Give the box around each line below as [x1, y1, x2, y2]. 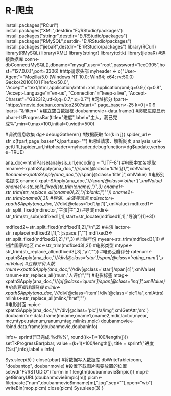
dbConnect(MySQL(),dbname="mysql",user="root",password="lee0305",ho [5, 62, 165, 68]
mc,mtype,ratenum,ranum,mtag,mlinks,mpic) [5, 318, 100, 324]
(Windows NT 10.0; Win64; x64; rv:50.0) [49, 74, 134, 80]
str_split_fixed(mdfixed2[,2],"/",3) [5, 236, 75, 242]
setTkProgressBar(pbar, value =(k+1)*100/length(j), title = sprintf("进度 [5, 340, 154, 346]
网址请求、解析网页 [91, 137, 132, 144]
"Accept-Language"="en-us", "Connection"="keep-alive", [5, 90, 127, 96]
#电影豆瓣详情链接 [5, 284, 44, 290]
